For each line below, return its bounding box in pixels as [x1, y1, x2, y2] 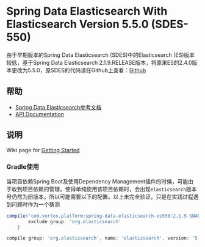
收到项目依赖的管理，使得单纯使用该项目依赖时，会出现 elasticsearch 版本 [11, 185, 197, 193]
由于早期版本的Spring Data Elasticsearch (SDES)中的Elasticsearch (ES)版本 [6, 51, 195, 59]
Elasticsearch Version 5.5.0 [6, 17, 149, 31]
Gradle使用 [6, 163, 40, 171]
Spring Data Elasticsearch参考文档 [15, 103, 102, 111]
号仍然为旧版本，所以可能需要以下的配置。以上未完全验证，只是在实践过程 [6, 193, 193, 200]
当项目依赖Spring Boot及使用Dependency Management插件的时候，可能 [6, 177, 189, 185]
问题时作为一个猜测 [11, 201, 60, 208]
